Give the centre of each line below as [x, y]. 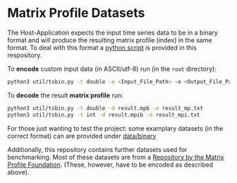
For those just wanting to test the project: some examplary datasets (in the [115, 128]
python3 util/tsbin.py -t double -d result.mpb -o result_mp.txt [105, 108]
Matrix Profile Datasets [76, 13]
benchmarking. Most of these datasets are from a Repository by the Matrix [116, 157]
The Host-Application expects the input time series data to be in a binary [113, 33]
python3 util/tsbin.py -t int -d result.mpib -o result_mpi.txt [104, 114]
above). [18, 172]
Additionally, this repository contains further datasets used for [97, 149]
